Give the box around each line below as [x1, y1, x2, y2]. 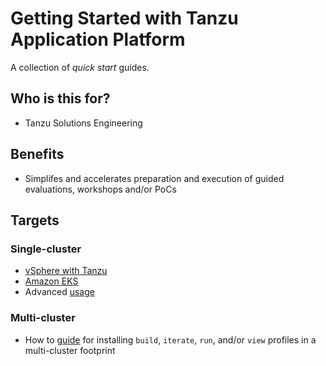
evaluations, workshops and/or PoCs [24, 183, 177, 195]
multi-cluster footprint [24, 344, 116, 356]
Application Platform [10, 28, 186, 51]
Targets [10, 212, 60, 229]
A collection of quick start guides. [10, 61, 150, 73]
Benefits [10, 146, 65, 163]
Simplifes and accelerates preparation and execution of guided [24, 172, 285, 184]
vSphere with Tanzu [24, 265, 108, 277]
